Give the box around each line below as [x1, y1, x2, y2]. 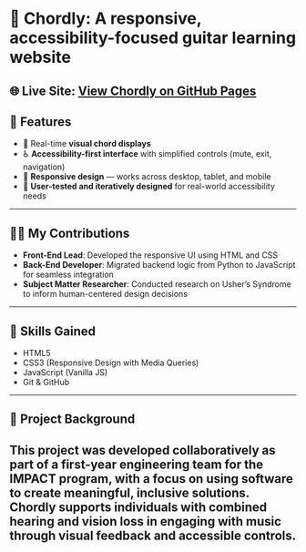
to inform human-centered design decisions [22, 289, 189, 300]
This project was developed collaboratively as [9, 442, 276, 458]
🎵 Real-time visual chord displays [22, 138, 152, 149]
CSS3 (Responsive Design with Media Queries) [22, 357, 199, 368]
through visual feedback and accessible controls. [9, 527, 297, 543]
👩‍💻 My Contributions [9, 225, 130, 240]
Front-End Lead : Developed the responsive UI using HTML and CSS [22, 250, 279, 261]
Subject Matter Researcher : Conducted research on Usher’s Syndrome [22, 279, 291, 290]
